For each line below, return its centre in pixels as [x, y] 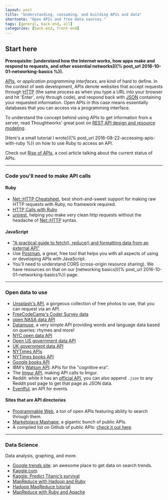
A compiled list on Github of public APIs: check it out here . [72, 427]
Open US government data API [44, 341]
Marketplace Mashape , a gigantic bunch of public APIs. [69, 422]
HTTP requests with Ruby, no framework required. [64, 204]
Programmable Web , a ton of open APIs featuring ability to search [80, 411]
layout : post [19, 10]
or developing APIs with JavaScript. [49, 259]
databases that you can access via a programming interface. [67, 108]
